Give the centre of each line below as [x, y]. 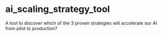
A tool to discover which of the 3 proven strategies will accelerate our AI [81, 23]
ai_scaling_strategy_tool [57, 9]
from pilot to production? [31, 28]
